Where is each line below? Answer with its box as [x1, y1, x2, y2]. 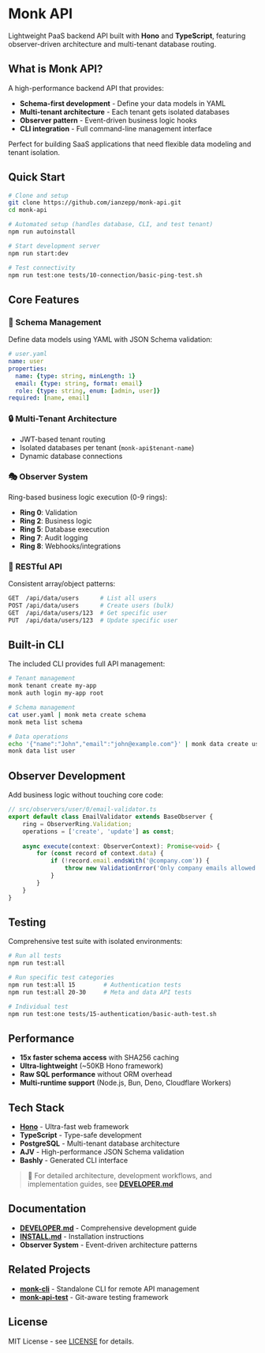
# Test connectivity [8, 263, 77, 271]
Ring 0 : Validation [19, 507, 77, 517]
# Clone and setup [8, 191, 69, 199]
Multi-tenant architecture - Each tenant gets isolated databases [19, 107, 230, 116]
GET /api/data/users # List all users [8, 594, 157, 602]
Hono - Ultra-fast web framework [19, 1122, 129, 1131]
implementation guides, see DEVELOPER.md [27, 1180, 174, 1189]
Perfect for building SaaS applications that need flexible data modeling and [8, 139, 252, 149]
